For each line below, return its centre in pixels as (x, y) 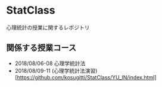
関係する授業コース (41, 48)
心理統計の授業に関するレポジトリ (48, 27)
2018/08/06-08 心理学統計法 (50, 63)
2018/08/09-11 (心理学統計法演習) (56, 70)
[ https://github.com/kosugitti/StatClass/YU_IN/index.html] (85, 77)
